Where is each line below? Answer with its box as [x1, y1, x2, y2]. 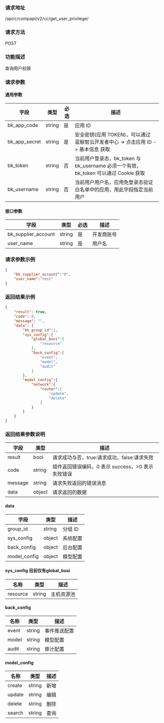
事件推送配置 [44, 627, 74, 634]
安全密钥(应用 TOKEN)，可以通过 [75, 131, 150, 138]
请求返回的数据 [52, 489, 87, 496]
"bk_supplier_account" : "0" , [14, 272, 71, 277]
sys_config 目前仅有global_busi [5, 568, 70, 574]
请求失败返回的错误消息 [52, 480, 106, 487]
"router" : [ [40, 387, 62, 392]
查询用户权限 [5, 65, 31, 71]
